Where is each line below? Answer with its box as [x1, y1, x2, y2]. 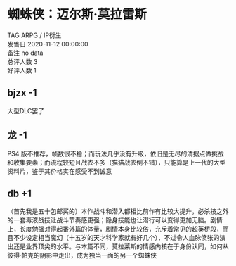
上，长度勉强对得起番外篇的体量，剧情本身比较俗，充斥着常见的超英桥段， [7, 224, 223, 233]
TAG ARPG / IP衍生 [7, 31, 62, 39]
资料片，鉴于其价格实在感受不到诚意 [7, 167, 112, 175]
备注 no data [7, 49, 44, 57]
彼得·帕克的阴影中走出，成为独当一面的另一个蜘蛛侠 [7, 251, 157, 260]
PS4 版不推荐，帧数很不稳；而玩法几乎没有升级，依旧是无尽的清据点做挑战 [7, 149, 224, 158]
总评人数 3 [7, 57, 38, 65]
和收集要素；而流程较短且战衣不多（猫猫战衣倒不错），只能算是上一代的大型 [7, 158, 226, 166]
